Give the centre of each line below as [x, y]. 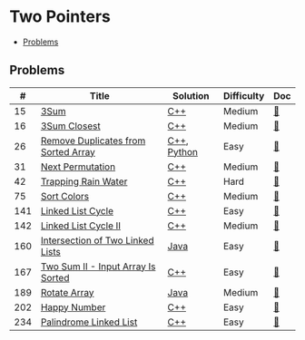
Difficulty [244, 95]
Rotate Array [67, 292]
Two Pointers [60, 17]
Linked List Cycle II [80, 226]
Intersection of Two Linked [97, 240]
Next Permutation [78, 167]
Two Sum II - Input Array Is [98, 267]
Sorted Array [68, 151]
